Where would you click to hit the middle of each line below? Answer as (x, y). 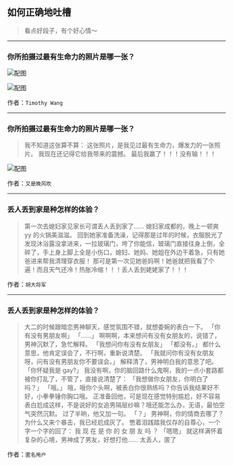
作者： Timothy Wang (35, 103)
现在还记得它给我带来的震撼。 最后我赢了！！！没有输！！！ (130, 154)
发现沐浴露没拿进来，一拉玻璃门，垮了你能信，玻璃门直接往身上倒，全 (124, 243)
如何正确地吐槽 (39, 12)
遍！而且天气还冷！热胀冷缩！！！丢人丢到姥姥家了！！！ (106, 269)
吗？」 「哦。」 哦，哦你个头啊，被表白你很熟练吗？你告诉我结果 (115, 388)
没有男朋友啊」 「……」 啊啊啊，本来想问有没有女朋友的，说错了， (125, 336)
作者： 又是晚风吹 (29, 183)
